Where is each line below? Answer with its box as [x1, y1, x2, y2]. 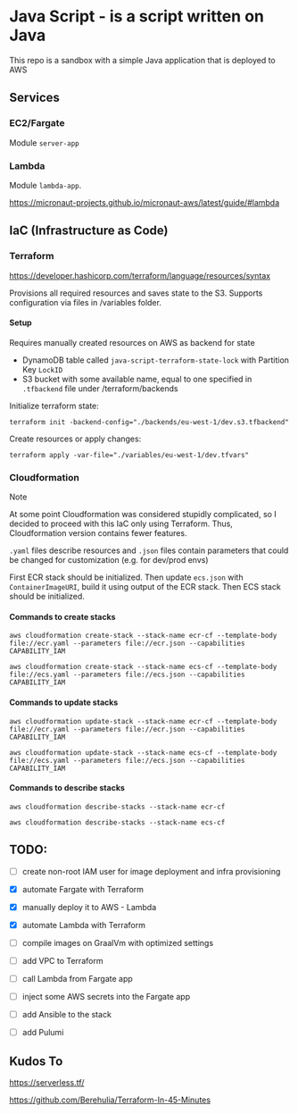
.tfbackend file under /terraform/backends [21, 382, 178, 394]
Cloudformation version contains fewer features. [9, 528, 187, 539]
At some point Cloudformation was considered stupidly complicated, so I [9, 509, 277, 520]
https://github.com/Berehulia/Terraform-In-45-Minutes [9, 1094, 211, 1105]
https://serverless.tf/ [9, 1076, 85, 1087]
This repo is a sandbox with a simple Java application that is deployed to [9, 54, 277, 65]
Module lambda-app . [9, 180, 82, 190]
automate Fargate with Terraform [21, 884, 145, 894]
